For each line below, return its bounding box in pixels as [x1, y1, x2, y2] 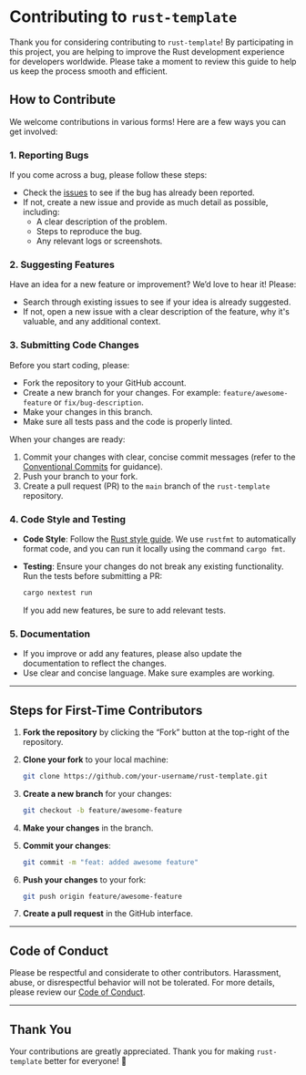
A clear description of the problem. [36, 216, 168, 227]
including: [22, 207, 60, 218]
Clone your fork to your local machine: [22, 754, 168, 765]
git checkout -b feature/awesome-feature [22, 805, 183, 815]
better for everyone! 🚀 [44, 1056, 127, 1067]
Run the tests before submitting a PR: [22, 570, 163, 581]
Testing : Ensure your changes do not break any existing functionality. [22, 561, 284, 572]
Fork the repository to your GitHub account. [22, 377, 187, 388]
